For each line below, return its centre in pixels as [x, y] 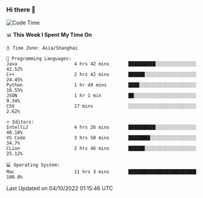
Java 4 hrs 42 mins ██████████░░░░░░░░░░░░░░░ [101, 64]
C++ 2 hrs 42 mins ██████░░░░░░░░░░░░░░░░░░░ [101, 75]
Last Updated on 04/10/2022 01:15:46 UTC [60, 188]
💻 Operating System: [33, 165]
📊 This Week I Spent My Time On [49, 35]
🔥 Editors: [20, 122]
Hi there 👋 [21, 10]
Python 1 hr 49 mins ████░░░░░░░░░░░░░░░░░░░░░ [101, 85]
